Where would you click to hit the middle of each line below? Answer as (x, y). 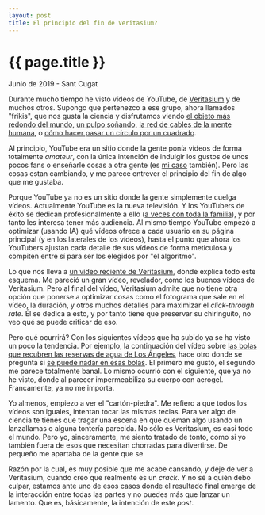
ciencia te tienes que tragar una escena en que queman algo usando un (125, 420)
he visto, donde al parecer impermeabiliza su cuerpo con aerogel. (116, 380)
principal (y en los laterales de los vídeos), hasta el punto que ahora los (125, 239)
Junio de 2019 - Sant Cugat (53, 84)
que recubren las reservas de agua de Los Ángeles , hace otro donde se (125, 354)
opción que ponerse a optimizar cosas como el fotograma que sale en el (127, 297)
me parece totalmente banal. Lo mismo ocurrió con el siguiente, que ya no (130, 371)
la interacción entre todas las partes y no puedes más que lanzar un (119, 494)
